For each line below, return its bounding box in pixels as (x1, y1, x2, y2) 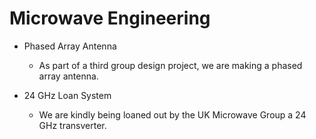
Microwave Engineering (9, 7, 211, 30)
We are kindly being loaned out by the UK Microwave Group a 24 (38, 108, 307, 121)
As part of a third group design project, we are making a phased (38, 59, 303, 71)
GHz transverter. (38, 119, 107, 131)
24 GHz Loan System (23, 89, 112, 101)
